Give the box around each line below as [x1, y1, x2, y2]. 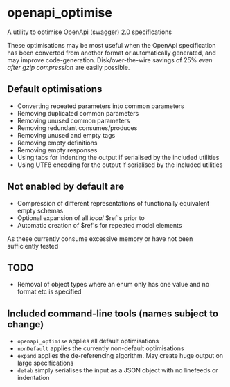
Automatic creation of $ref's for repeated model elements [17, 221, 182, 229]
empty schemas [17, 206, 64, 215]
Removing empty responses [17, 145, 98, 154]
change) [7, 318, 44, 330]
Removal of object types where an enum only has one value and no [17, 280, 210, 289]
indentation [17, 374, 50, 382]
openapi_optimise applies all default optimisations [17, 337, 159, 345]
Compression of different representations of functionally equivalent [17, 199, 210, 207]
